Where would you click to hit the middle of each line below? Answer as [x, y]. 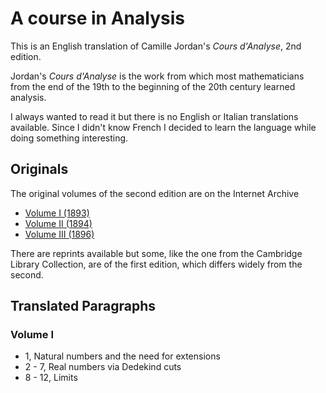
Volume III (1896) [59, 234]
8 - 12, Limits [51, 378]
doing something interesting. [69, 138]
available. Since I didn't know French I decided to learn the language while [163, 127]
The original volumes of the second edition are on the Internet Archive [155, 193]
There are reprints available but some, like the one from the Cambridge [156, 253]
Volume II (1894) [58, 223]
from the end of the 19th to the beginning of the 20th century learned [153, 86]
